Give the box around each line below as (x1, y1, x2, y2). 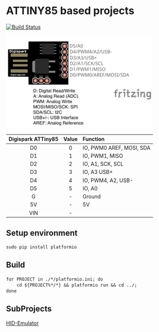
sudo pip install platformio (6, 244, 77, 250)
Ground (82, 193, 101, 200)
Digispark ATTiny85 (8, 136, 58, 143)
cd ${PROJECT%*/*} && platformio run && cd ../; (16, 282, 137, 288)
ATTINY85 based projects (6, 4, 134, 18)
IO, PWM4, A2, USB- (82, 177, 133, 184)
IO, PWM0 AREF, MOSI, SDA (82, 144, 151, 151)
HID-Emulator (6, 319, 39, 326)
